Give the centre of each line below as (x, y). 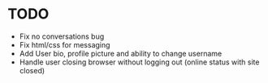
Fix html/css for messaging (65, 44)
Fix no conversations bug (62, 36)
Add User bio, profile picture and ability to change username (121, 53)
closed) (32, 70)
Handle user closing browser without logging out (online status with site (139, 62)
